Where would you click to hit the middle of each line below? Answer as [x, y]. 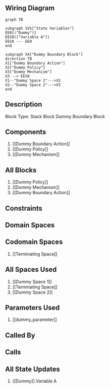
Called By [20, 335]
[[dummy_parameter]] [34, 319]
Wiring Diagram [30, 8]
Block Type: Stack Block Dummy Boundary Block [55, 116]
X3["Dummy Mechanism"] [28, 72]
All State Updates [33, 369]
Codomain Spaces [34, 242]
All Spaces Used [31, 270]
